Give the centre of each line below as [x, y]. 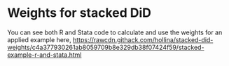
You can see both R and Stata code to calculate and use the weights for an [115, 32]
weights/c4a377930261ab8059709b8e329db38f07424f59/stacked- [106, 47]
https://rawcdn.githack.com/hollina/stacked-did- [143, 39]
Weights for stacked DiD [79, 13]
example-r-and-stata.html [44, 55]
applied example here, [39, 39]
